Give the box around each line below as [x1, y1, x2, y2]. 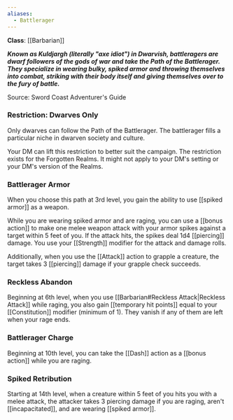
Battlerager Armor [7, 179, 71, 189]
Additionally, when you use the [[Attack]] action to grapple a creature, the [7, 253, 219, 261]
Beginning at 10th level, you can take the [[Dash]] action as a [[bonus [7, 349, 206, 357]
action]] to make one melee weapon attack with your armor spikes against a [7, 224, 226, 232]
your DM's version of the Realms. [7, 162, 104, 170]
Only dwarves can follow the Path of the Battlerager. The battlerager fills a [7, 126, 221, 134]
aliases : [7, 10, 33, 17]
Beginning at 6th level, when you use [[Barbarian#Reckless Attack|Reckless [7, 293, 226, 302]
